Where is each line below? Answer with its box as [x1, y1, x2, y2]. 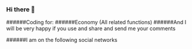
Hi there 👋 [6, 5, 36, 14]
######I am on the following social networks [6, 37, 117, 44]
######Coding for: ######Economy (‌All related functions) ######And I [6, 19, 187, 26]
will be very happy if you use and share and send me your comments [6, 25, 176, 32]
